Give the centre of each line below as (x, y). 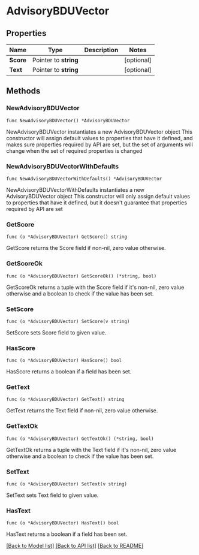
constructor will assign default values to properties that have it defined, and (99, 138)
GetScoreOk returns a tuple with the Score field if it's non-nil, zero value (95, 287)
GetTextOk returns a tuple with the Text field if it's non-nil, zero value (91, 450)
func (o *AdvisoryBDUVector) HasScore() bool (64, 361)
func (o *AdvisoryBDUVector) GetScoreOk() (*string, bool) (82, 276)
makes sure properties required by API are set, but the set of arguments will (99, 144)
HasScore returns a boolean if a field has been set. (69, 372)
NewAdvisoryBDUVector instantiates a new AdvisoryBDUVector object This (99, 132)
